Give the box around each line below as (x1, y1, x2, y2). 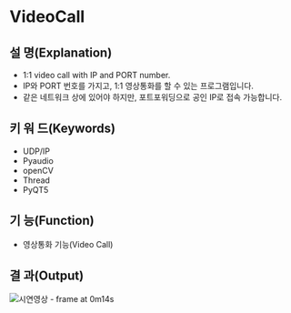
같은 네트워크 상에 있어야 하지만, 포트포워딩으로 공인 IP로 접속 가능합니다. (22, 92, 283, 102)
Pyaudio (22, 155, 55, 166)
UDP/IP (22, 146, 51, 156)
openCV (22, 165, 55, 176)
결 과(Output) (9, 268, 85, 284)
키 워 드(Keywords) (9, 121, 116, 136)
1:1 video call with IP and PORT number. (22, 70, 171, 80)
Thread (22, 175, 50, 186)
